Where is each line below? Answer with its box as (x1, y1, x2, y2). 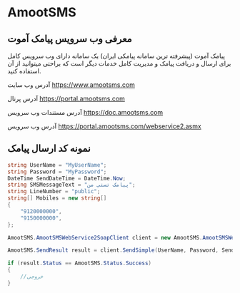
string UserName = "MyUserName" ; (7, 161, 107, 168)
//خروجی (20, 273, 44, 280)
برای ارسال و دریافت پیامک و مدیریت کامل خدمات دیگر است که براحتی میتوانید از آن (7, 59, 231, 68)
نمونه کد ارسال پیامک (7, 143, 91, 155)
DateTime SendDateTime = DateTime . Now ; (7, 175, 126, 182)
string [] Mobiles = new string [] (7, 195, 107, 202)
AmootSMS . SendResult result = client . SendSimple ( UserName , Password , (7, 247, 219, 254)
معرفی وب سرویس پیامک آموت (7, 33, 132, 45)
